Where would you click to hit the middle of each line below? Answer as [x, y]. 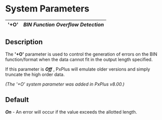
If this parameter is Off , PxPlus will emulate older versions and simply [78, 69]
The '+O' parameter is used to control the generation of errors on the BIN [81, 54]
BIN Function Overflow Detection [64, 24]
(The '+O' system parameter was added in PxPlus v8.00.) [65, 84]
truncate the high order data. [35, 74]
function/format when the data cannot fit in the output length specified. [79, 59]
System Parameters [47, 9]
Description [24, 42]
